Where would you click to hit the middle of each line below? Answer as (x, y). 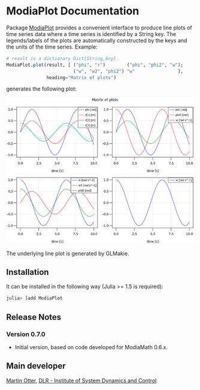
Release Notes (34, 317)
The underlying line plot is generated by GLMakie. (68, 253)
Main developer (36, 366)
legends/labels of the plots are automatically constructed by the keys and (97, 40)
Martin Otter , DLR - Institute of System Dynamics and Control (81, 380)
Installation (28, 272)
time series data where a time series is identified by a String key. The (91, 34)
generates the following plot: (41, 89)
